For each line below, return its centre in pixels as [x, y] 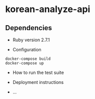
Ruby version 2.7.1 [31, 40]
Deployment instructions [38, 82]
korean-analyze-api [48, 9]
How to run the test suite [38, 72]
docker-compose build [28, 59]
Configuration [27, 49]
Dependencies [29, 28]
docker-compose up [25, 63]
